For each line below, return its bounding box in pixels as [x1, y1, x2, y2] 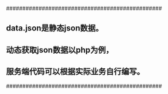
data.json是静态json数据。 [6, 23, 104, 33]
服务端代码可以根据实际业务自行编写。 [6, 67, 145, 76]
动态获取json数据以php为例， [6, 45, 114, 55]
